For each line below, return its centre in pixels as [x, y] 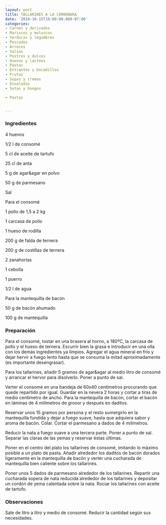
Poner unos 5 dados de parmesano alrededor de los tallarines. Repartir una [82, 473]
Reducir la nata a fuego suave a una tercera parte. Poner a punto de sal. [79, 432]
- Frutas [14, 75]
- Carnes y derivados [28, 28]
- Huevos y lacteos [25, 61]
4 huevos [15, 134]
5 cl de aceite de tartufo [30, 154]
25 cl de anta [19, 163]
